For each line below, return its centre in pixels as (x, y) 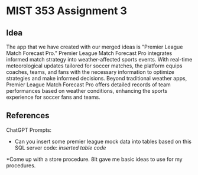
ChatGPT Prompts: (29, 130)
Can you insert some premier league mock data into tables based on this (103, 141)
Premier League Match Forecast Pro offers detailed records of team (89, 85)
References (28, 116)
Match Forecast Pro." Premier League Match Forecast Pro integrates (89, 53)
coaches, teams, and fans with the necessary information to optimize (90, 72)
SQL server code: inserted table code (60, 148)
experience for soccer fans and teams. (53, 97)
